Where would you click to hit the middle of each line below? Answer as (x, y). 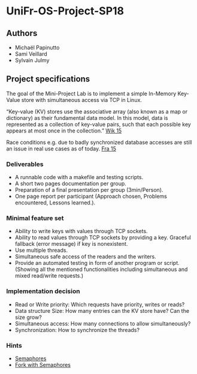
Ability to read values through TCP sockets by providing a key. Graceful (103, 237)
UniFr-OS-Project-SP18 (65, 11)
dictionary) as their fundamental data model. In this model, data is (87, 117)
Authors (22, 33)
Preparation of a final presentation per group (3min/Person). (89, 190)
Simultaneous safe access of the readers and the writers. (86, 257)
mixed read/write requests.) (49, 276)
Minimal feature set (35, 218)
